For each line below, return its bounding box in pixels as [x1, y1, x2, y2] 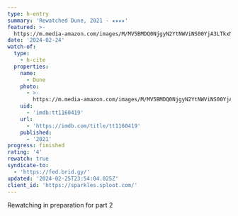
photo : [20, 83, 40, 90]
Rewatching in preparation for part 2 [7, 201, 113, 210]
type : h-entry [7, 10, 50, 18]
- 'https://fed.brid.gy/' [13, 168, 91, 176]
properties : [13, 63, 50, 70]
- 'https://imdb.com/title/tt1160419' [25, 122, 141, 130]
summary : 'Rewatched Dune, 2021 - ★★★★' [7, 17, 129, 24]
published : [20, 129, 52, 136]
